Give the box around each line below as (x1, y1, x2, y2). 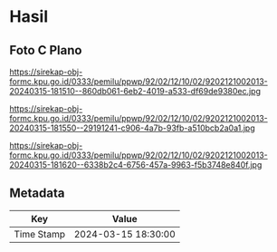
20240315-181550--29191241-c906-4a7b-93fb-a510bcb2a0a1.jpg (9, 122, 255, 133)
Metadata (9, 186, 65, 201)
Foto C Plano (9, 43, 82, 58)
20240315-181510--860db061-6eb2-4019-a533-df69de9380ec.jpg (9, 86, 261, 96)
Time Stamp (14, 228, 66, 240)
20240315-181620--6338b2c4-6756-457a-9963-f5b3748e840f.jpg (9, 160, 263, 170)
